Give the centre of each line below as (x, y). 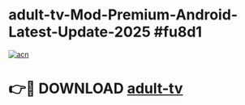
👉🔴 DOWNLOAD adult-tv (96, 88)
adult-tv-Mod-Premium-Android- (123, 15)
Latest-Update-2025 (80, 32)
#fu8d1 (178, 32)
